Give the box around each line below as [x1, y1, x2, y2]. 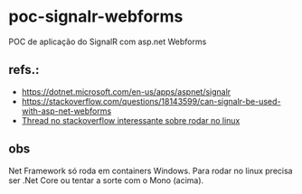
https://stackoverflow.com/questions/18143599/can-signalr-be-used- [21, 96, 281, 106]
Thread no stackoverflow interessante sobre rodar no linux [21, 115, 241, 125]
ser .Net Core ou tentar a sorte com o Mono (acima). [8, 174, 204, 186]
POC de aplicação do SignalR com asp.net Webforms [8, 36, 207, 47]
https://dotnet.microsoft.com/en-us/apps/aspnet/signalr [21, 86, 231, 97]
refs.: [8, 62, 40, 78]
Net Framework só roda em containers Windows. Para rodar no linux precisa [8, 165, 293, 176]
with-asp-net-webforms [21, 106, 112, 116]
